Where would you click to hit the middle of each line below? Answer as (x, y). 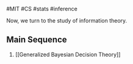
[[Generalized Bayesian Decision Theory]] (68, 54)
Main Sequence (37, 40)
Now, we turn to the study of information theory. (67, 20)
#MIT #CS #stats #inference (42, 9)
